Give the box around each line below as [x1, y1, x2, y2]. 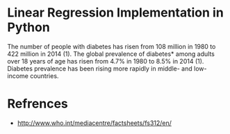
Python [7, 19, 50, 35]
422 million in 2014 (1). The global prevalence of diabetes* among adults [7, 50, 215, 58]
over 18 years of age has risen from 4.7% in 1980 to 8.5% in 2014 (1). [7, 57, 204, 65]
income [7, 71, 29, 80]
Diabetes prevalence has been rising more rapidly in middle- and [7, 64, 192, 73]
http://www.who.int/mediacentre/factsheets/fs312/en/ [17, 119, 172, 127]
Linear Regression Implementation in [7, 5, 224, 21]
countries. [30, 71, 59, 80]
